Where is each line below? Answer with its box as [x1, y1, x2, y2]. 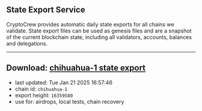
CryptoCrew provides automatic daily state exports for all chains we [6, 20, 174, 28]
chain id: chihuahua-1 [14, 85, 68, 92]
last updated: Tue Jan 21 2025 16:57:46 [14, 79, 113, 86]
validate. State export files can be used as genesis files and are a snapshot [6, 27, 192, 34]
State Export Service [6, 5, 85, 15]
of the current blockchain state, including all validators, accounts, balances [6, 33, 192, 41]
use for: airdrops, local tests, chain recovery [14, 98, 124, 105]
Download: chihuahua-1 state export [6, 63, 146, 73]
